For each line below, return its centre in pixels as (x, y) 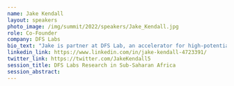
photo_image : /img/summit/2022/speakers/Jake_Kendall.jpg (93, 26)
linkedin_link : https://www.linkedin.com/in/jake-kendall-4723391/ (107, 53)
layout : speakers (32, 20)
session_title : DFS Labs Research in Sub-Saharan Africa (92, 65)
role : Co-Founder (32, 33)
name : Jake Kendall (36, 14)
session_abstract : (34, 71)
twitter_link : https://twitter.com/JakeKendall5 (79, 59)
